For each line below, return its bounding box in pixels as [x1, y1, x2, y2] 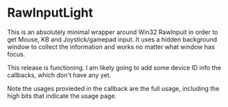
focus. [7, 50, 26, 58]
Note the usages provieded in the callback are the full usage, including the [7, 84, 220, 92]
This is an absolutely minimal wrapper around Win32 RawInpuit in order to [7, 28, 218, 36]
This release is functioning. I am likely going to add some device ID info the [7, 63, 222, 72]
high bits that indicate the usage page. [7, 92, 117, 100]
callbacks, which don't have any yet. [7, 71, 112, 79]
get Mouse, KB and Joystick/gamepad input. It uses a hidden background [7, 35, 218, 43]
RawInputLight [7, 5, 94, 21]
